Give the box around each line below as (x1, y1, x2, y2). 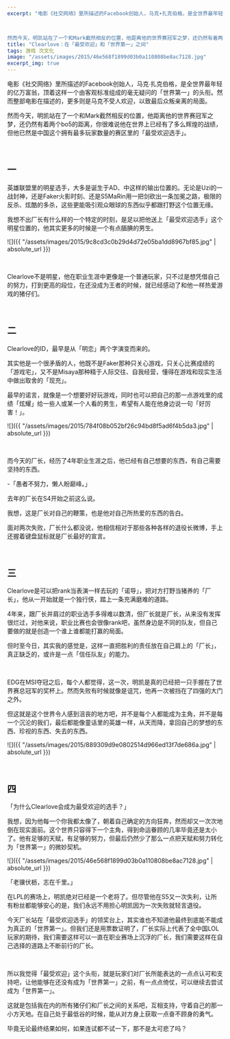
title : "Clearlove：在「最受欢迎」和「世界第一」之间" (7, 41, 149, 48)
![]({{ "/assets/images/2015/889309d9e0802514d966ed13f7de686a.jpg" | (7, 741, 216, 749)
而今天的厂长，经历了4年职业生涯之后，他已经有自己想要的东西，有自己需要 (7, 456, 221, 464)
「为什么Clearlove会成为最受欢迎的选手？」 (7, 803, 130, 811)
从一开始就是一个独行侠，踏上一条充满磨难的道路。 (27, 595, 172, 604)
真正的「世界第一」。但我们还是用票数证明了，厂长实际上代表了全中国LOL (12, 924, 220, 933)
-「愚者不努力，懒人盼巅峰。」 (7, 479, 91, 488)
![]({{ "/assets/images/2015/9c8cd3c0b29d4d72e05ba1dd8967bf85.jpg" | (7, 238, 216, 246)
